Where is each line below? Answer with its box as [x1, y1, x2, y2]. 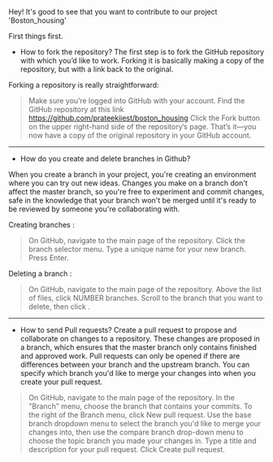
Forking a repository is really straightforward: [8, 81, 160, 89]
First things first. [8, 32, 63, 41]
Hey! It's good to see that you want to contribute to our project [8, 7, 218, 16]
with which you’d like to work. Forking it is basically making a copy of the [19, 56, 265, 65]
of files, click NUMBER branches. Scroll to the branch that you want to [28, 293, 263, 303]
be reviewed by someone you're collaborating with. [8, 204, 180, 214]
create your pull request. [19, 377, 103, 386]
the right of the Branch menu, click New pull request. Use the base [28, 410, 252, 420]
